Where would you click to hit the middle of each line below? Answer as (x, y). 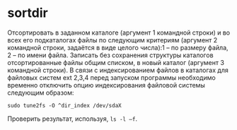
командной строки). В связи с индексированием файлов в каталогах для (118, 70)
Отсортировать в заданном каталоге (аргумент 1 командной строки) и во (119, 32)
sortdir (28, 13)
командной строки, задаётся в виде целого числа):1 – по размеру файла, (118, 47)
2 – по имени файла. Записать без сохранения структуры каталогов (110, 55)
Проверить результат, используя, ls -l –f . (73, 119)
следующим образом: (41, 93)
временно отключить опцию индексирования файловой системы (106, 85)
